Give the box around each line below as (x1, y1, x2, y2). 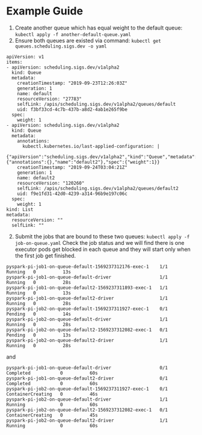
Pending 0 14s (6, 311, 71, 317)
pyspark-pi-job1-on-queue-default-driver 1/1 (6, 274, 168, 280)
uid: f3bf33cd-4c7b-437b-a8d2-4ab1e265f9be (17, 106, 128, 113)
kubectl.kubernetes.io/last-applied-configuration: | (22, 143, 161, 149)
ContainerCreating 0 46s (6, 391, 98, 397)
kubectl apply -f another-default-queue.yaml (14, 31, 131, 37)
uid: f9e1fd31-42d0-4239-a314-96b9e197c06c (17, 191, 128, 197)
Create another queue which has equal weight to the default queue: (14, 24, 183, 31)
